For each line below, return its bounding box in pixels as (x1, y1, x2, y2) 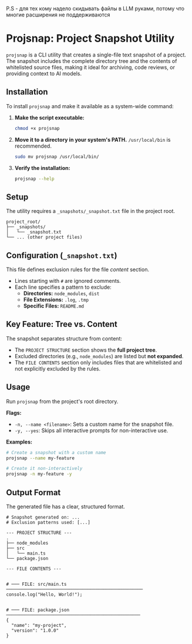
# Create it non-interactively (6, 466, 83, 472)
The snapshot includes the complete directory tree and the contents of (6, 57, 177, 64)
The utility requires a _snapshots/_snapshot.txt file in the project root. (6, 208, 175, 215)
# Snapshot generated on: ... (6, 514, 80, 520)
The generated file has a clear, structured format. (6, 503, 125, 510)
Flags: (6, 409, 22, 416)
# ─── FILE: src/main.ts (6, 581, 67, 587)
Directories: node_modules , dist (23, 290, 100, 296)
